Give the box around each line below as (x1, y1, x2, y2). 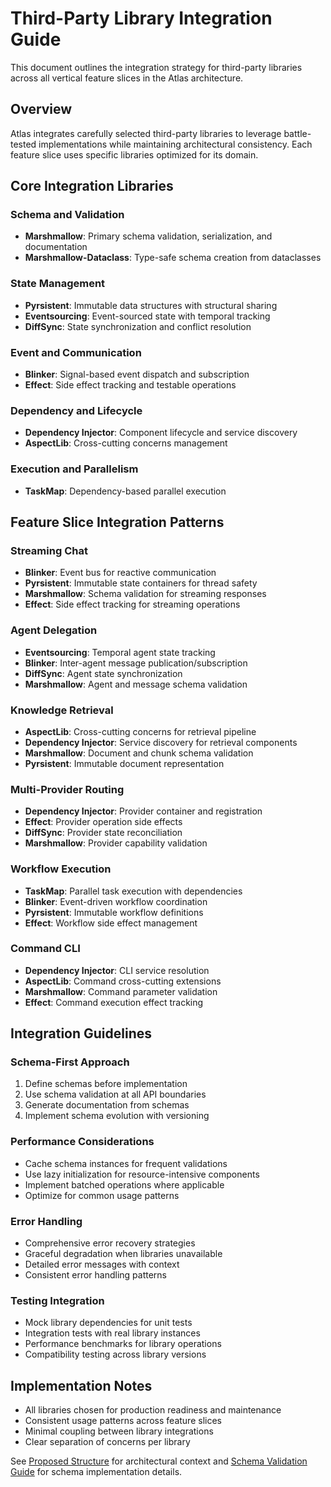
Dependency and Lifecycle (10, 403, 143, 417)
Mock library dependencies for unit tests (24, 1317, 193, 1329)
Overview (10, 101, 73, 118)
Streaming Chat (10, 543, 88, 557)
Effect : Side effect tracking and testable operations (24, 379, 237, 391)
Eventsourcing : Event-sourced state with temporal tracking (24, 310, 271, 322)
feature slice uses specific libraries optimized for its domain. (10, 148, 259, 161)
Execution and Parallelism (10, 462, 139, 476)
